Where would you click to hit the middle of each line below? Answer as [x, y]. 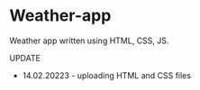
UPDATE [25, 58]
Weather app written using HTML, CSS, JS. [89, 40]
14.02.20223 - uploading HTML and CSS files [107, 75]
